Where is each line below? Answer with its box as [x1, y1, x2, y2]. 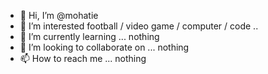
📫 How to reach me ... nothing [19, 53, 147, 64]
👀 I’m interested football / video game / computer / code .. [19, 20, 259, 32]
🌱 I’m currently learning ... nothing [19, 31, 160, 42]
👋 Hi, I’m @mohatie [19, 10, 99, 21]
